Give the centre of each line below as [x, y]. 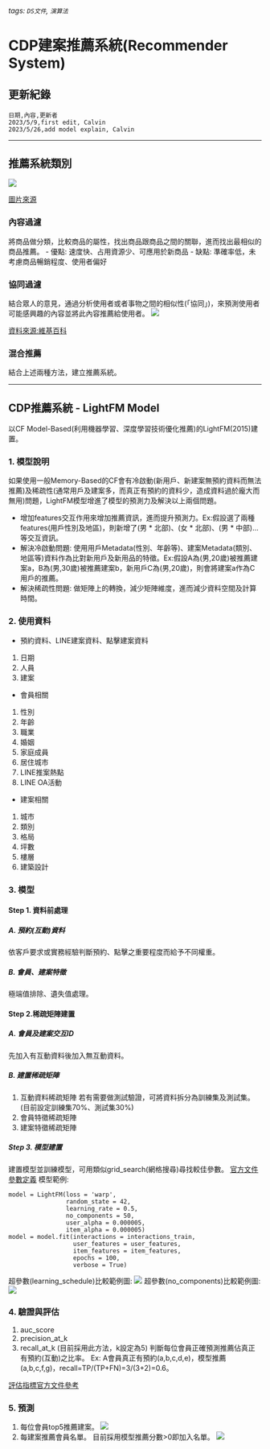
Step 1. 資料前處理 [38, 910]
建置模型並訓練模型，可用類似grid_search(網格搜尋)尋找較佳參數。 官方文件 [133, 1169]
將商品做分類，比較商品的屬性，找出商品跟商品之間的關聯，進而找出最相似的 [135, 242]
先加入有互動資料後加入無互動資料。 [68, 1055]
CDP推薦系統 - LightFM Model [84, 408]
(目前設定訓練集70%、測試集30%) [77, 1107]
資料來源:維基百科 [38, 330]
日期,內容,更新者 [33, 115]
